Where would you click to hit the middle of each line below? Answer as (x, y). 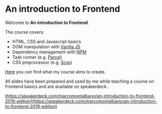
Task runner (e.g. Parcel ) (37, 57)
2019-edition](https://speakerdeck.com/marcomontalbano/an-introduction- (81, 101)
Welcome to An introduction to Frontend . (47, 23)
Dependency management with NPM (49, 52)
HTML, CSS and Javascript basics (46, 41)
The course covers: (25, 32)
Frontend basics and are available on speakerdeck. (57, 86)
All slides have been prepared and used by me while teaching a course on (80, 81)
